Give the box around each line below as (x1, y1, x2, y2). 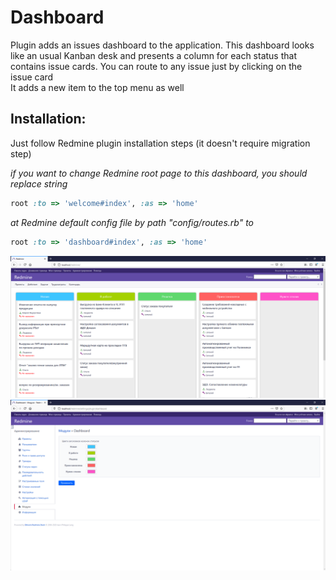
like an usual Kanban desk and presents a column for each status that (10, 49, 297, 61)
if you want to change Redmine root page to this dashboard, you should (10, 167, 308, 179)
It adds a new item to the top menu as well (10, 81, 185, 93)
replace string (10, 177, 68, 190)
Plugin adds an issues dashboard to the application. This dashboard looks (10, 39, 315, 51)
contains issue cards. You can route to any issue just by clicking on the (10, 60, 303, 72)
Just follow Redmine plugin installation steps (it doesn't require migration (10, 137, 311, 149)
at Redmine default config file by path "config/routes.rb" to (10, 216, 254, 228)
